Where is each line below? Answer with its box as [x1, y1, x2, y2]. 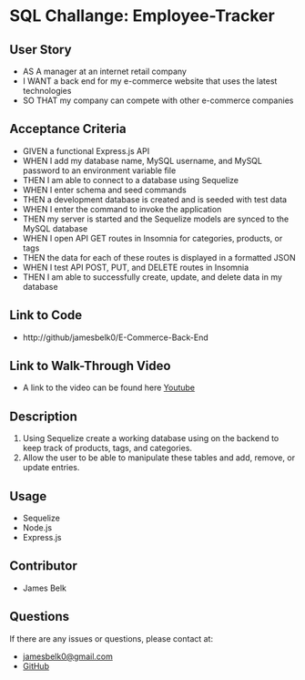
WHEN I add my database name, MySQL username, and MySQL [22, 155, 262, 166]
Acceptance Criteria [9, 121, 127, 137]
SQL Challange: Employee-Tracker [9, 5, 275, 26]
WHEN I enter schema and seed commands [22, 184, 187, 195]
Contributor [9, 558, 77, 574]
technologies [22, 86, 72, 96]
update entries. [22, 462, 80, 473]
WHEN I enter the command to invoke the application [22, 203, 222, 214]
